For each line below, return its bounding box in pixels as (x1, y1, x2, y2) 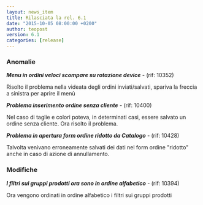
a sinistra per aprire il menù (6, 90, 75, 97)
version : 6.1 (6, 32, 40, 38)
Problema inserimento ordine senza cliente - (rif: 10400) (6, 102, 152, 109)
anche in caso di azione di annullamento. (6, 151, 110, 158)
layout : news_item (6, 9, 53, 15)
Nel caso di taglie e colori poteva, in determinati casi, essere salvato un (6, 114, 186, 121)
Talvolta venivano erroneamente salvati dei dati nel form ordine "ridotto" (6, 144, 189, 151)
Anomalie (6, 58, 36, 66)
